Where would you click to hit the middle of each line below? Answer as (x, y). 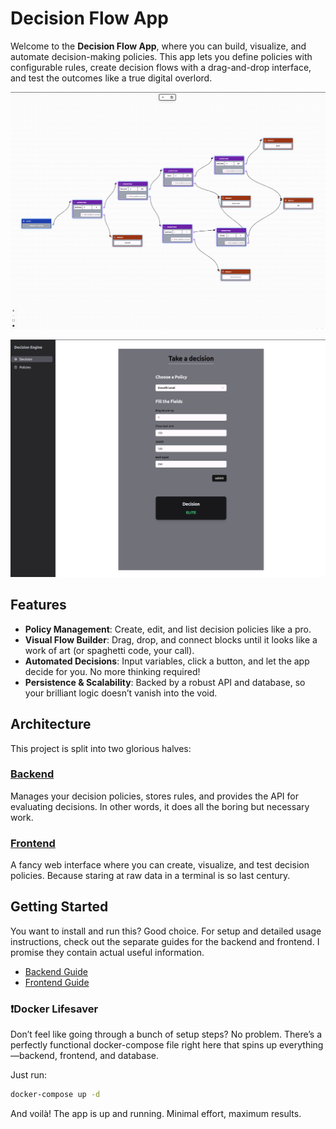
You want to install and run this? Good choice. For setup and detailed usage (166, 931)
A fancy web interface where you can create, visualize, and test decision (160, 865)
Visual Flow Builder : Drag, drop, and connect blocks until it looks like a (171, 639)
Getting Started (59, 907)
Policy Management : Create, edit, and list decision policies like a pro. (168, 629)
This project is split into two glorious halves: (101, 748)
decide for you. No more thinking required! (112, 671)
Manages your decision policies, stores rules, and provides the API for (154, 796)
